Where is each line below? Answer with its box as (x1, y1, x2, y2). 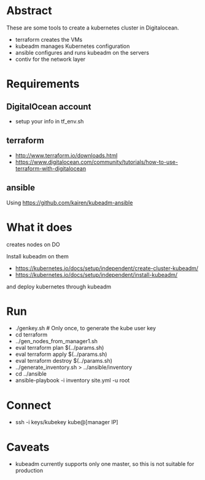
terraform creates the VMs (15, 36, 83, 43)
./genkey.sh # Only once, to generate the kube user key (15, 325, 157, 332)
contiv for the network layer (15, 55, 86, 63)
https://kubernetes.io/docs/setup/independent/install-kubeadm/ (15, 271, 178, 278)
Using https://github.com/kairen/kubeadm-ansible (6, 199, 133, 206)
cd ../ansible (15, 370, 47, 377)
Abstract (6, 4, 52, 18)
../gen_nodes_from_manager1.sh (15, 338, 98, 345)
